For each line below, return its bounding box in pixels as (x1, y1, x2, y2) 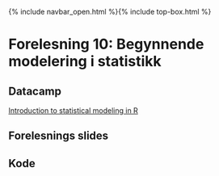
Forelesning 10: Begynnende (8, 36, 204, 53)
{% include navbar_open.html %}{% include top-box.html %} (8, 7, 212, 16)
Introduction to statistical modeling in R (8, 106, 139, 115)
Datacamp (8, 84, 62, 98)
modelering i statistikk (8, 52, 162, 71)
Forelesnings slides (8, 129, 109, 143)
